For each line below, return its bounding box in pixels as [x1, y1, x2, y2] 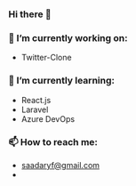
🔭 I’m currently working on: [8, 31, 128, 44]
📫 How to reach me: [8, 136, 99, 149]
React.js [20, 94, 52, 105]
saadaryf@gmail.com [20, 159, 100, 170]
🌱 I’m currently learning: [8, 75, 115, 87]
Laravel [20, 104, 49, 115]
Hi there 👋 [8, 8, 52, 20]
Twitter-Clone [20, 53, 72, 63]
